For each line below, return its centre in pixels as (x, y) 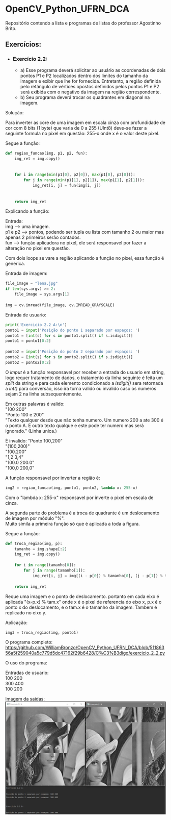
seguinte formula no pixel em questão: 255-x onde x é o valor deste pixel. (82, 133)
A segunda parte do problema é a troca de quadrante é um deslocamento (82, 513)
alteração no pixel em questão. (38, 249)
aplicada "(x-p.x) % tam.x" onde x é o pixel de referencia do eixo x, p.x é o (83, 602)
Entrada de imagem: (26, 274)
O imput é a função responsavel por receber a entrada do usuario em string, (85, 372)
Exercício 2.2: (30, 59)
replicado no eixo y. (26, 612)
